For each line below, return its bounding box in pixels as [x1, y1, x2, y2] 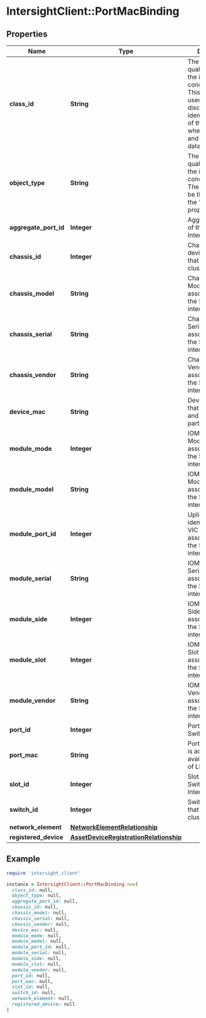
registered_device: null [12, 1001, 75, 1008]
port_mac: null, [12, 978, 53, 984]
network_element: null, [12, 995, 72, 1002]
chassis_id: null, [12, 904, 59, 910]
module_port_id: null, [12, 944, 70, 950]
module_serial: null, [12, 950, 67, 956]
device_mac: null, [12, 926, 59, 933]
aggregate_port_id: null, [12, 898, 78, 904]
